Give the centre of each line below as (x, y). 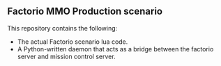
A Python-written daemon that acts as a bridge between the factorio (115, 49)
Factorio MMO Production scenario (85, 11)
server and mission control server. (67, 56)
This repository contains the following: (62, 28)
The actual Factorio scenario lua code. (73, 42)
